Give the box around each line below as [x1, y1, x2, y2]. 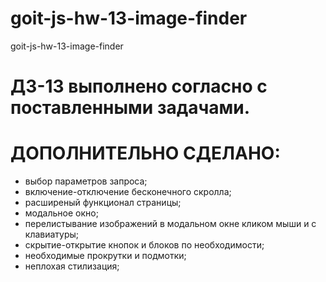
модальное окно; [24, 207, 99, 219]
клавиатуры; [24, 228, 80, 241]
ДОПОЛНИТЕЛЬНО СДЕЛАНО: [10, 142, 281, 165]
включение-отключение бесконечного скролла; [24, 186, 232, 198]
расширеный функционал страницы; [24, 197, 182, 209]
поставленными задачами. [10, 97, 251, 119]
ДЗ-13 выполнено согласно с [10, 75, 268, 98]
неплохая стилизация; [24, 260, 120, 272]
